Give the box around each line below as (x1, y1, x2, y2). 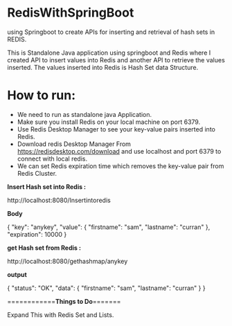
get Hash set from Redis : (7, 244, 82, 252)
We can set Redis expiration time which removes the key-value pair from (17, 161, 224, 170)
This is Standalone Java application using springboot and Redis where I (7, 48, 211, 57)
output (7, 270, 28, 278)
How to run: (7, 88, 76, 103)
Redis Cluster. (17, 169, 57, 177)
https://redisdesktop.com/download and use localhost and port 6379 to (17, 147, 222, 155)
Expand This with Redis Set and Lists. (7, 310, 114, 319)
